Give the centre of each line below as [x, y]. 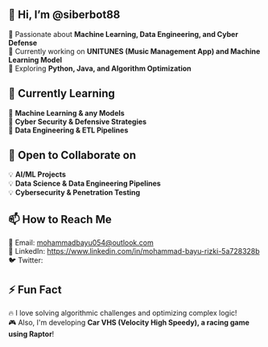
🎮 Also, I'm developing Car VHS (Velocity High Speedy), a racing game [129, 323]
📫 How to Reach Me [60, 219]
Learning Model [35, 59]
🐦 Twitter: [26, 260]
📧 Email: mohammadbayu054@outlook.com [81, 243]
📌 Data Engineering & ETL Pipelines [68, 130]
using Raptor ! [31, 334]
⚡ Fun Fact [35, 290]
